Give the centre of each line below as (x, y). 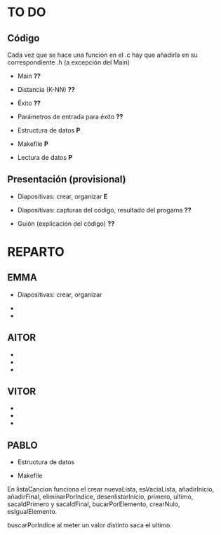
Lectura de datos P (45, 157)
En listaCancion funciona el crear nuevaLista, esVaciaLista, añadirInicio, (111, 489)
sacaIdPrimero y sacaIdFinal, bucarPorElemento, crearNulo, (94, 504)
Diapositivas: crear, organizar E (62, 196)
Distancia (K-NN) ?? (46, 89)
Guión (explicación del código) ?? (66, 223)
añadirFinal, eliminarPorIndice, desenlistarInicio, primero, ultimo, (100, 497)
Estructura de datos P (49, 130)
